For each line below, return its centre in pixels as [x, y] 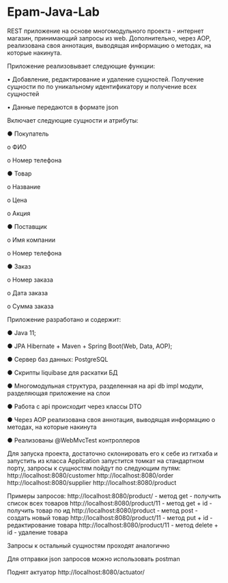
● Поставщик [27, 226]
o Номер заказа [30, 280]
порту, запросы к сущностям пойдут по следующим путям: [94, 468]
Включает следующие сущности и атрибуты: [73, 120]
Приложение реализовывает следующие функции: [81, 66]
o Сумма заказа [30, 306]
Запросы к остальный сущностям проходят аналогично [88, 545]
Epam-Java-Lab [54, 12]
